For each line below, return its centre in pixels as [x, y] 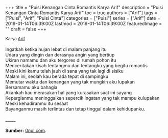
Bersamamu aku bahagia [31, 87]
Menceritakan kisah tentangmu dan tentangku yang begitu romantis [77, 65]
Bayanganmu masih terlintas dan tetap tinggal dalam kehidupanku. [75, 109]
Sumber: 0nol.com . [26, 130]
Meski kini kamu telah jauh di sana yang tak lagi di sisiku [65, 71]
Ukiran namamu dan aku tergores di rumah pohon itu [61, 60]
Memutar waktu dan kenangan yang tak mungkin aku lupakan [70, 82]
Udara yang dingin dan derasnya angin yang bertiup [60, 55]
